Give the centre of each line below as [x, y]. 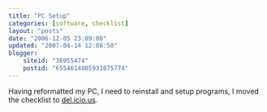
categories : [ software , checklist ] [69, 23]
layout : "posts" [36, 31]
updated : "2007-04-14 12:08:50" [63, 46]
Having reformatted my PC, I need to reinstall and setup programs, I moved [134, 91]
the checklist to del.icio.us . [53, 100]
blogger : [23, 53]
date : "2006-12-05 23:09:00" [58, 38]
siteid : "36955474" [56, 61]
